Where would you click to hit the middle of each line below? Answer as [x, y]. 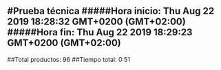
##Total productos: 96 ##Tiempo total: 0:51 [69, 59]
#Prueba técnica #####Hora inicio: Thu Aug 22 [111, 11]
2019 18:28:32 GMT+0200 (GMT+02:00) [96, 22]
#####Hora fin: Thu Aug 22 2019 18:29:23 [100, 32]
